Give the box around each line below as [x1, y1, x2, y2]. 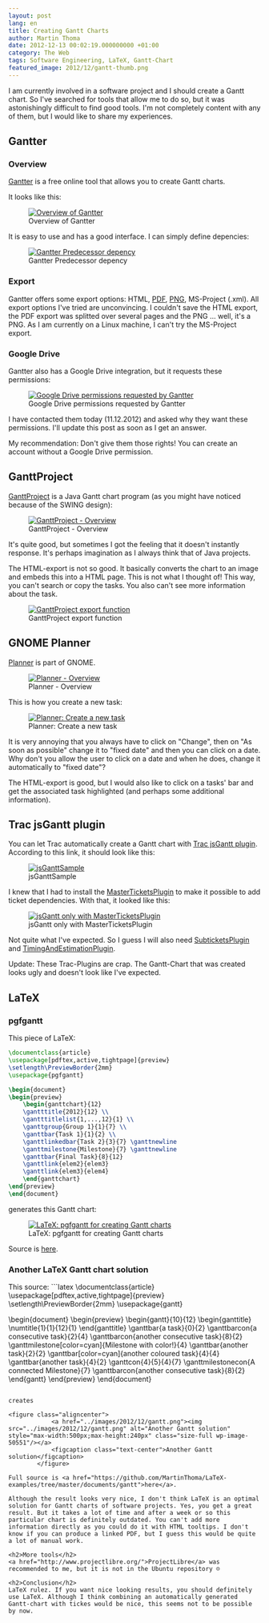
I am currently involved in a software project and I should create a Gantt [8, 86, 245, 95]
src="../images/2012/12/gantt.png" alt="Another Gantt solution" [8, 1425, 231, 1433]
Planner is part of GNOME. [8, 658, 96, 667]
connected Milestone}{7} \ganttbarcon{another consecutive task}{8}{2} [8, 1366, 246, 1375]
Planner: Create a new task [28, 721, 118, 731]
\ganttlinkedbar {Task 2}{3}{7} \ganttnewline [22, 1138, 178, 1146]
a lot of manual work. [8, 1537, 84, 1545]
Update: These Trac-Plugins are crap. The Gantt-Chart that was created [8, 959, 246, 969]
